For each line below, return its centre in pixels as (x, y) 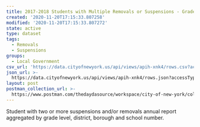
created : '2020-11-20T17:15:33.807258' (56, 17)
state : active (24, 28)
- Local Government (36, 61)
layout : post (22, 84)
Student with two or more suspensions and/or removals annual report (91, 111)
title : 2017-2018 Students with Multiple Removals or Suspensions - (93, 12)
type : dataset (24, 34)
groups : (16, 56)
